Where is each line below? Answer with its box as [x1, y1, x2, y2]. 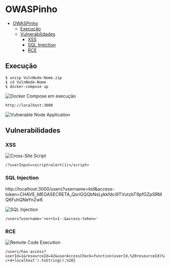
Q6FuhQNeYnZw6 [5, 196, 43, 203]
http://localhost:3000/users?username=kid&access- [5, 186, 115, 192]
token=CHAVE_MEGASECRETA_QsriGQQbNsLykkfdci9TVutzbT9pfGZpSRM [5, 191, 162, 197]
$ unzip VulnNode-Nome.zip [5, 75, 62, 80]
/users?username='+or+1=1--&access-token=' [5, 216, 99, 221]
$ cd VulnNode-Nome [5, 79, 47, 84]
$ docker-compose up [5, 84, 49, 89]
